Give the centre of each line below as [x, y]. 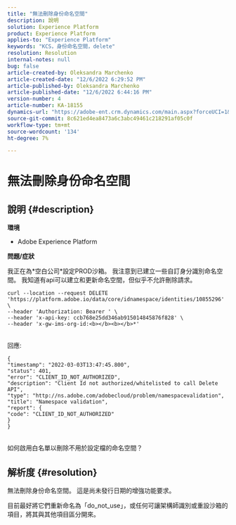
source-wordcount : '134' [44, 132]
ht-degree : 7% [28, 138]
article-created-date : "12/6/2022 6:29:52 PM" [77, 79]
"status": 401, [29, 371]
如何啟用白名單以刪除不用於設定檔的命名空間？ [75, 448]
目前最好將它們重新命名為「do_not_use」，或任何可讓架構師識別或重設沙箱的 [118, 506]
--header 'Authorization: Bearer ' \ [63, 312]
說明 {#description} [51, 209]
